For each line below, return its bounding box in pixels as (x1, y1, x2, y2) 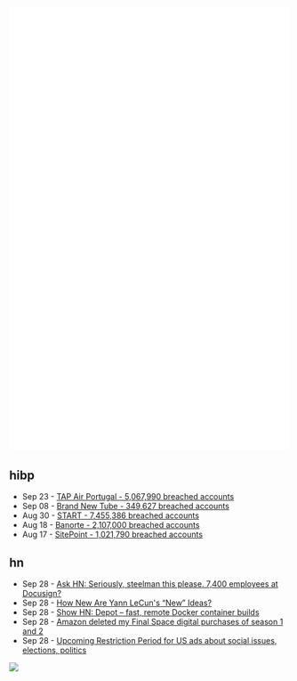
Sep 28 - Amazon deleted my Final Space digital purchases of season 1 (21, 617, 284, 628)
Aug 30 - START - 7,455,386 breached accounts (21, 510, 200, 521)
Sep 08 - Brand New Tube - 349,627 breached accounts (21, 501, 229, 512)
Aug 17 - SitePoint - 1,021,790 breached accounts (21, 529, 203, 540)
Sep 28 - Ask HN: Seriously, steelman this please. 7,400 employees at (21, 579, 278, 589)
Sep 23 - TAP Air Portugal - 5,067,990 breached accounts (21, 491, 235, 502)
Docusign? (21, 588, 62, 599)
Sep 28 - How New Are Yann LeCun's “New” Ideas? (21, 597, 213, 608)
